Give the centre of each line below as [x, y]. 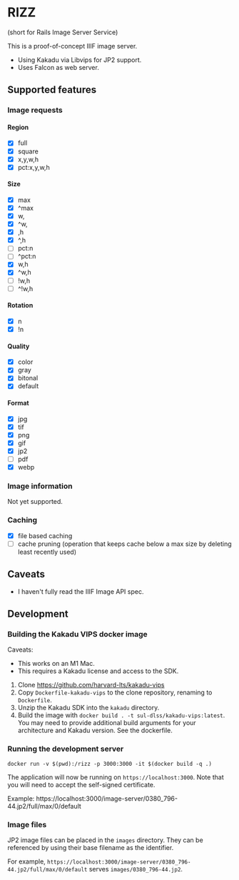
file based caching [45, 535]
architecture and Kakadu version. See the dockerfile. [95, 730]
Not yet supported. [35, 502]
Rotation [20, 305]
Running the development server [66, 749]
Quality [19, 346]
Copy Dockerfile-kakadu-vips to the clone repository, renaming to [115, 692]
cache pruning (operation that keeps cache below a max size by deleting [124, 544]
